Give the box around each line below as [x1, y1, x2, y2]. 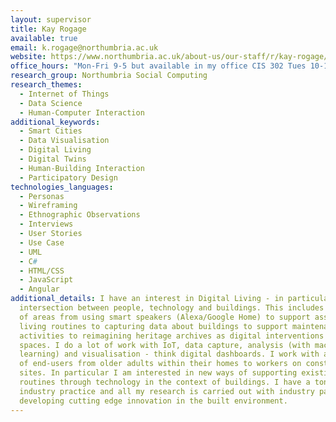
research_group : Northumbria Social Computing [10, 71, 208, 81]
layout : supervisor [10, 14, 92, 25]
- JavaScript [19, 275, 74, 285]
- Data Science [19, 98, 83, 108]
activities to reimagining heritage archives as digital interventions [19, 331, 325, 341]
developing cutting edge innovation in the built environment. [19, 396, 288, 406]
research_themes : [10, 80, 83, 90]
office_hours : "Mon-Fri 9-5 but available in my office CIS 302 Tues [10, 61, 307, 71]
